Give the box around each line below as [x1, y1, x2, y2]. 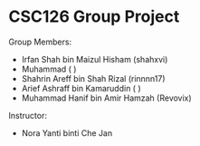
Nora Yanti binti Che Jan [21, 127, 113, 138]
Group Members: [8, 36, 72, 47]
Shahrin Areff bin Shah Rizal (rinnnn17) [21, 73, 166, 83]
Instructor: [8, 110, 47, 121]
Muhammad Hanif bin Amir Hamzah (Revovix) [21, 92, 192, 103]
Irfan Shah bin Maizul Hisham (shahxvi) [21, 54, 168, 64]
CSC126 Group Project [8, 6, 180, 27]
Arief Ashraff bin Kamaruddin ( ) [21, 83, 141, 93]
